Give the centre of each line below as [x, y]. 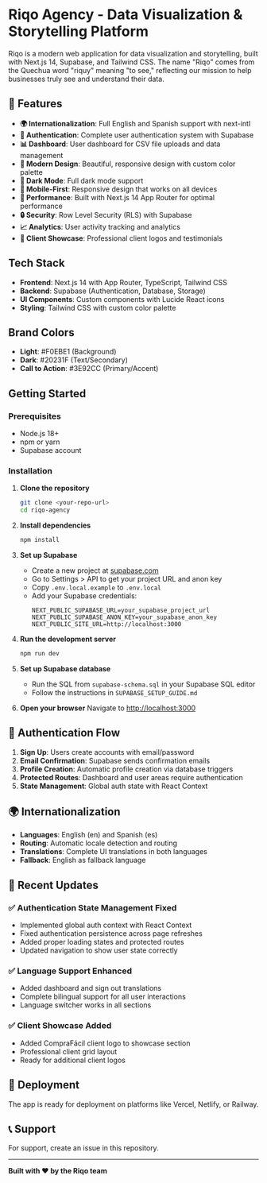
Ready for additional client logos [72, 1060]
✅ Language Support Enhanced [70, 971]
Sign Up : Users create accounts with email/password [107, 752]
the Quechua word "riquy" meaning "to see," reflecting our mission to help [130, 70]
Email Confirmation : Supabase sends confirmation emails [115, 760]
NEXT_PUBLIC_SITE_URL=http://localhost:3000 [106, 624]
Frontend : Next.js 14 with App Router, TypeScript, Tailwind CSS [124, 282]
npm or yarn [40, 442]
